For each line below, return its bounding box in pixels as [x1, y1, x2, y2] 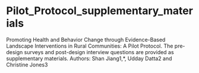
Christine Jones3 [6, 61, 48, 68]
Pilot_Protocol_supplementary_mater [6, 4, 193, 18]
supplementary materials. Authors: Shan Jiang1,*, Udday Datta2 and [6, 55, 172, 62]
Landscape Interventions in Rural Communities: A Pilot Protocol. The [6, 42, 173, 49]
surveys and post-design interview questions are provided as [24, 48, 174, 55]
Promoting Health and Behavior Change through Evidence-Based [6, 36, 166, 43]
